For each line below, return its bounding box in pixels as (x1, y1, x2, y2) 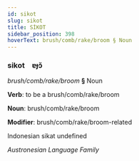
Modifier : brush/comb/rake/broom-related (7, 118, 133, 127)
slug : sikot (7, 17, 43, 24)
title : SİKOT (7, 24, 46, 31)
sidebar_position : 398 (7, 30, 75, 38)
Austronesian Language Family (7, 145, 100, 154)
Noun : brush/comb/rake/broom (7, 104, 100, 113)
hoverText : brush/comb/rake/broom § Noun (7, 37, 133, 44)
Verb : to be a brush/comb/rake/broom (7, 90, 120, 99)
